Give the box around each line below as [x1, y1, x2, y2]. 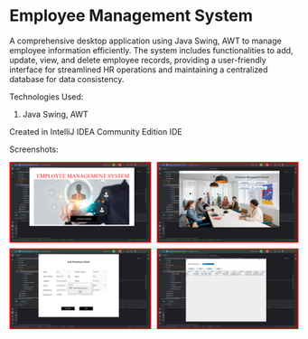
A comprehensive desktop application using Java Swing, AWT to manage [9, 35, 282, 46]
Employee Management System [9, 5, 253, 26]
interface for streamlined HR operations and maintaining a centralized [9, 64, 268, 75]
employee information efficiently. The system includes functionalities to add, [9, 44, 294, 55]
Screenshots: [9, 144, 59, 155]
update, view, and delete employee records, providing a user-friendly [9, 54, 266, 65]
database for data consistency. [9, 73, 125, 84]
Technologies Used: [9, 91, 84, 102]
